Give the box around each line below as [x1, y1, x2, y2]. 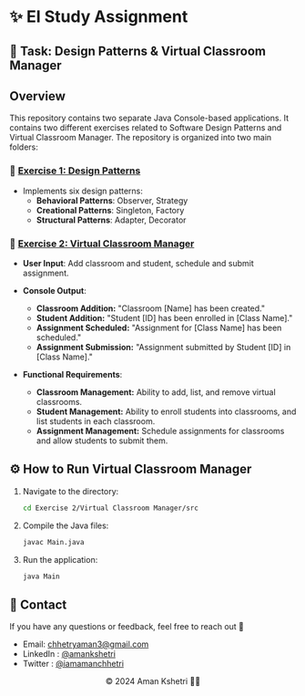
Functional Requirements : [22, 369, 123, 379]
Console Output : [22, 285, 86, 296]
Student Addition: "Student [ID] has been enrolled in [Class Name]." [36, 312, 293, 323]
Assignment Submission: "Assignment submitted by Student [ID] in [36, 341, 291, 352]
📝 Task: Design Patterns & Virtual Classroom [9, 43, 267, 58]
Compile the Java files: [22, 520, 109, 531]
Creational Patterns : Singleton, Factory [36, 204, 185, 215]
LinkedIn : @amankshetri [22, 649, 117, 660]
